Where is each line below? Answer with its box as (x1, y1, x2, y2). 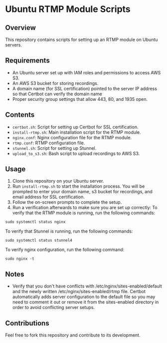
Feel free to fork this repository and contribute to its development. (5, 332, 141, 338)
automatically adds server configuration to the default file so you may (12, 294, 156, 300)
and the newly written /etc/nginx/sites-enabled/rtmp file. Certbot (12, 289, 146, 295)
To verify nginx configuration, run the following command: (5, 247, 125, 253)
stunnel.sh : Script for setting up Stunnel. (12, 145, 97, 151)
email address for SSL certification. (12, 194, 85, 200)
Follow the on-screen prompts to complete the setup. (12, 199, 122, 205)
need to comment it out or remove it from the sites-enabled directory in (12, 299, 159, 305)
